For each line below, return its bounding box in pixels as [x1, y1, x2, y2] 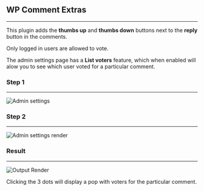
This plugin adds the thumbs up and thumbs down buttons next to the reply [6, 27, 198, 34]
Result [6, 147, 26, 155]
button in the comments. [6, 33, 68, 40]
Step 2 [6, 112, 26, 121]
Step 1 [6, 78, 25, 86]
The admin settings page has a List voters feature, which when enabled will [6, 56, 196, 63]
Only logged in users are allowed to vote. [6, 45, 109, 52]
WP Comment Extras [6, 5, 87, 15]
